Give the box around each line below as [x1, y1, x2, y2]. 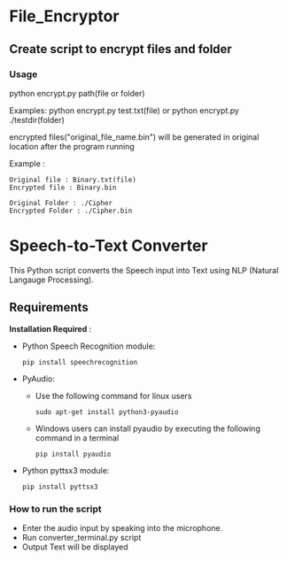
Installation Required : [9, 323, 92, 334]
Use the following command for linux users [35, 390, 192, 401]
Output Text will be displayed [21, 542, 128, 552]
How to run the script [9, 503, 102, 515]
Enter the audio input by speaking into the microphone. [21, 522, 223, 533]
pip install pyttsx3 [21, 482, 98, 491]
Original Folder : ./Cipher [9, 198, 113, 207]
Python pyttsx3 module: [21, 465, 110, 475]
